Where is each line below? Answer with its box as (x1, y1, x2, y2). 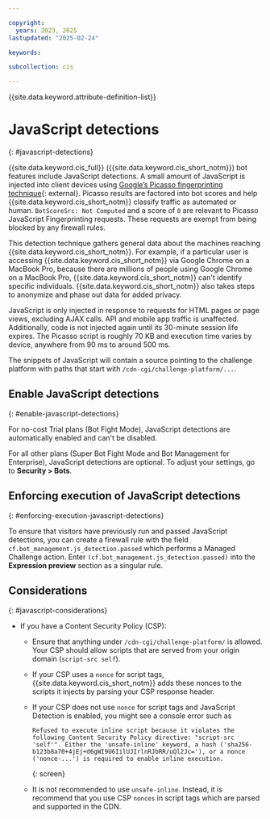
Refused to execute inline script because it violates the (31, 726, 235, 734)
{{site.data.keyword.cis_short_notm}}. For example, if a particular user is (8, 247, 249, 257)
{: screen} (31, 768, 66, 779)
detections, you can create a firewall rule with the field (8, 534, 189, 545)
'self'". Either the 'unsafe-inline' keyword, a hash (31, 740, 217, 749)
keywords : (8, 48, 42, 56)
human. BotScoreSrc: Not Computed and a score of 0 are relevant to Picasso (8, 206, 260, 215)
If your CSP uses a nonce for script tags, (31, 669, 164, 679)
